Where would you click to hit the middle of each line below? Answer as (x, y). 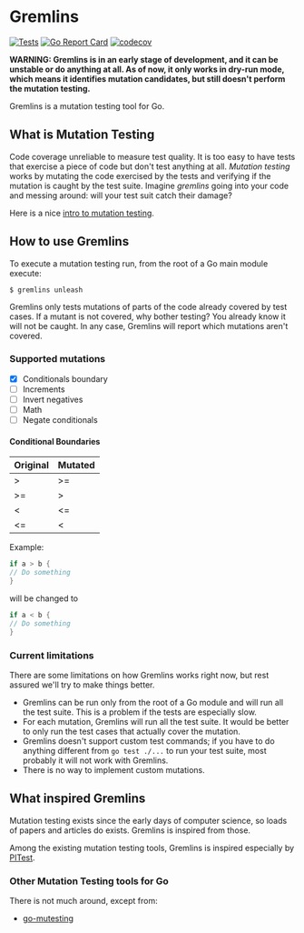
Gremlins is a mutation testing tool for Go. (87, 105)
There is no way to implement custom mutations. (114, 769)
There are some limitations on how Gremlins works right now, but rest (139, 675)
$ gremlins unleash (46, 290)
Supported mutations (58, 359)
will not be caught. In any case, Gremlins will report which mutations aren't (149, 326)
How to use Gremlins (69, 241)
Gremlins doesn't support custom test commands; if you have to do (148, 741)
